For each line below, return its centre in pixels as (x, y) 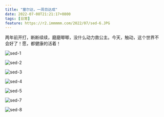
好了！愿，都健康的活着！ (35, 44)
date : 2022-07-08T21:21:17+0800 (38, 14)
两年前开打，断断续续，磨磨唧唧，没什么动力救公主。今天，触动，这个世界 (80, 37)
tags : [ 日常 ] (18, 18)
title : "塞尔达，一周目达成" (31, 9)
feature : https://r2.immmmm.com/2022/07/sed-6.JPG (58, 23)
